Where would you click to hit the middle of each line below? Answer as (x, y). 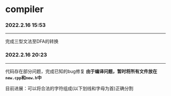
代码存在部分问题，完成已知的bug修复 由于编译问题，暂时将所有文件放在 (81, 71)
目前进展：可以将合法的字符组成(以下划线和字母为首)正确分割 (69, 88)
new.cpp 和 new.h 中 (23, 77)
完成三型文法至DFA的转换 (32, 41)
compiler (25, 9)
